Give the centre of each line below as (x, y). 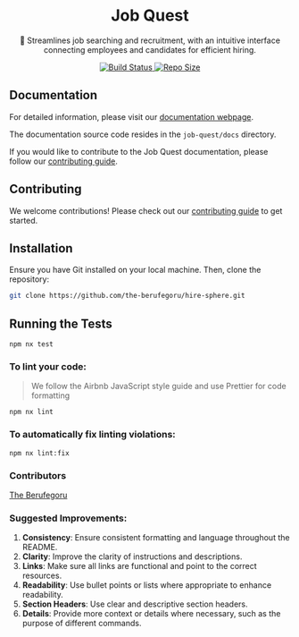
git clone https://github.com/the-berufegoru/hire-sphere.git (127, 296)
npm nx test (31, 344)
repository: (29, 279)
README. (40, 548)
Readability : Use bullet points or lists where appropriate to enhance (147, 585)
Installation (41, 248)
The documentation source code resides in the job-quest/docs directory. (143, 134)
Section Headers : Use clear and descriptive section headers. (135, 604)
